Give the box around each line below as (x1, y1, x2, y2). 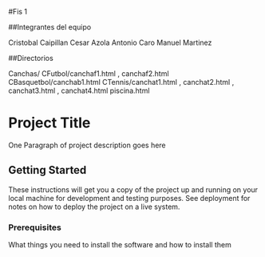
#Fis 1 (8, 7, 28, 16)
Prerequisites (8, 222, 61, 233)
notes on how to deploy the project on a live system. (8, 202, 180, 211)
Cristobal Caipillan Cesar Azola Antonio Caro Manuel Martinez (8, 38, 212, 47)
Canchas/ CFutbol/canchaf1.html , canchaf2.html (8, 69, 169, 78)
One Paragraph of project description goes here (8, 140, 166, 150)
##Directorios (8, 54, 53, 62)
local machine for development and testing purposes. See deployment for (8, 193, 251, 203)
